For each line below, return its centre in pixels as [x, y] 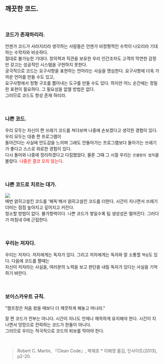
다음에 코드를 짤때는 [31, 261]
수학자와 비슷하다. [31, 53]
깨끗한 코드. [22, 9]
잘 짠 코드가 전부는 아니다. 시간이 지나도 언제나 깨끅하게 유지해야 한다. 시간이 [78, 319]
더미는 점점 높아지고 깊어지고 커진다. [40, 207]
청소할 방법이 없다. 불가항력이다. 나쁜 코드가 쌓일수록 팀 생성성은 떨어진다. [75, 213]
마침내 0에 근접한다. [29, 220]
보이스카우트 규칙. [25, 296]
